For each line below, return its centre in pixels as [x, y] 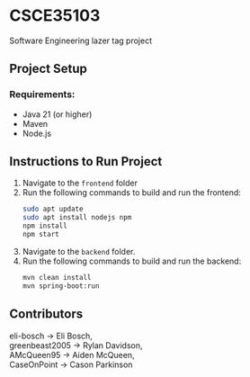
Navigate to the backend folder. [79, 251]
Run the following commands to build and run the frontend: [131, 193]
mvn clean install [57, 277]
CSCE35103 [55, 16]
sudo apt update [53, 209]
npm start [41, 235]
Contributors [46, 314]
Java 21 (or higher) [57, 114]
